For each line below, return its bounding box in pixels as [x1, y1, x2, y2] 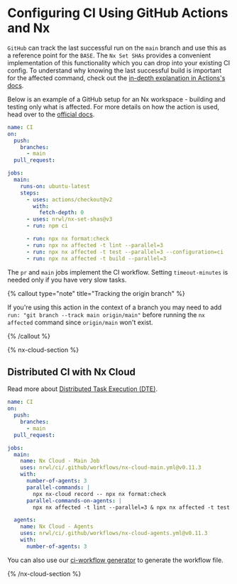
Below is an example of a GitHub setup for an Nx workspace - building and [7, 94, 226, 104]
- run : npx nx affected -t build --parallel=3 [26, 255, 167, 262]
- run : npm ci [26, 222, 69, 230]
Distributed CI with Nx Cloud [7, 365, 136, 378]
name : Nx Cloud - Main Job [20, 458, 100, 465]
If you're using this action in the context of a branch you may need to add [7, 303, 222, 312]
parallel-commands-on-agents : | [26, 497, 122, 505]
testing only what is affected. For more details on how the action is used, [7, 102, 220, 111]
